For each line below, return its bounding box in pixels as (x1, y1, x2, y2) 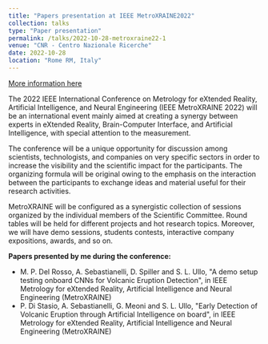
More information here (8, 78, 82, 88)
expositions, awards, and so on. (8, 236, 114, 245)
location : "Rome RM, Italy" (8, 57, 102, 65)
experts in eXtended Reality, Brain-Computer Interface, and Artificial (8, 119, 234, 129)
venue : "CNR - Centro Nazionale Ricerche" (8, 42, 152, 50)
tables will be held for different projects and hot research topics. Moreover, (8, 218, 255, 229)
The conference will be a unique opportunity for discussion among (8, 144, 228, 153)
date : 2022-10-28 (8, 49, 66, 57)
